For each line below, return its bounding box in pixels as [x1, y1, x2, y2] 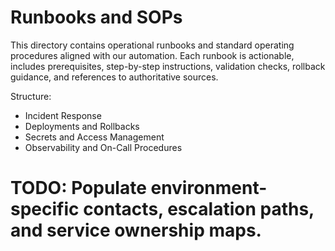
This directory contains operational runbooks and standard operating [10, 39, 295, 51]
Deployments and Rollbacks [24, 120, 140, 132]
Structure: [10, 90, 52, 102]
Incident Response [24, 109, 102, 121]
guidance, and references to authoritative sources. [10, 71, 219, 83]
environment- [150, 177, 268, 200]
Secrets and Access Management [24, 131, 165, 143]
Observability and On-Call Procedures [24, 141, 183, 153]
